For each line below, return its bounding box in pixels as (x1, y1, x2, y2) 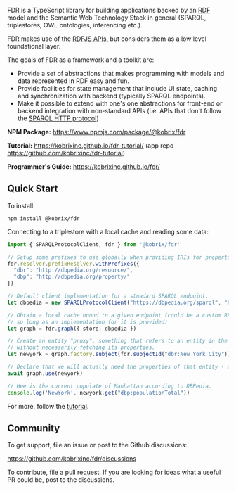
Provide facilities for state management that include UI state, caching (17, 84, 218, 92)
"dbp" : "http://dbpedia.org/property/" (13, 274, 131, 281)
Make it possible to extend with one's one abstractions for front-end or (17, 99, 223, 108)
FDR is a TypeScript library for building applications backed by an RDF (7, 6, 211, 14)
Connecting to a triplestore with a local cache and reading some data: (7, 227, 209, 236)
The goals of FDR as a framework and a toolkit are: (7, 56, 155, 64)
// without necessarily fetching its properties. (7, 344, 156, 351)
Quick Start (7, 183, 58, 195)
